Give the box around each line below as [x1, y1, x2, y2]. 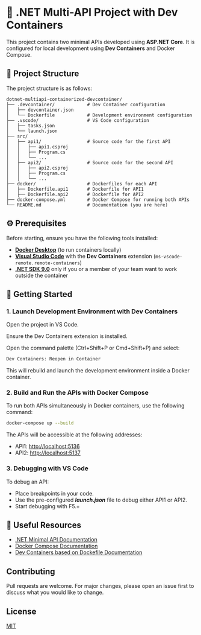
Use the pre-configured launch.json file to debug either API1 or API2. [14, 496, 188, 503]
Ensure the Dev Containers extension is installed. [6, 333, 128, 340]
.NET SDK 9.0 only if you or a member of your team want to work [14, 265, 178, 272]
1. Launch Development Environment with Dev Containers [6, 307, 178, 316]
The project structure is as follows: [6, 85, 92, 92]
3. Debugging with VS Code [6, 464, 89, 473]
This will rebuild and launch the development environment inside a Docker [6, 367, 190, 374]
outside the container [14, 272, 68, 279]
